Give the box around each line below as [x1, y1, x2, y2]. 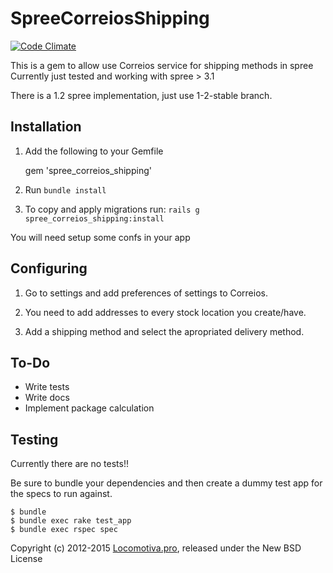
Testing [10, 431, 59, 448]
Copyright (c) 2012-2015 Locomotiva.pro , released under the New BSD [10, 542, 302, 554]
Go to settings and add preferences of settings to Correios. [24, 287, 268, 299]
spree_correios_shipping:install [24, 213, 165, 224]
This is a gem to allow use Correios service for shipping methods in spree [10, 59, 314, 71]
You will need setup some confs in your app [10, 231, 191, 243]
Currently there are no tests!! [10, 458, 129, 470]
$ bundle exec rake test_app [10, 516, 132, 526]
